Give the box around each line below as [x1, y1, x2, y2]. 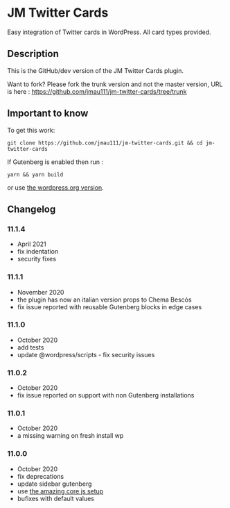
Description [7, 48, 59, 60]
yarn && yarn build [7, 171, 64, 178]
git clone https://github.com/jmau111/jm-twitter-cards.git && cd [7, 139, 203, 147]
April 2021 [17, 240, 46, 248]
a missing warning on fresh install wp [17, 432, 124, 440]
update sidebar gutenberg [17, 480, 92, 488]
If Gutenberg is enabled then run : [7, 158, 104, 166]
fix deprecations [17, 472, 64, 480]
